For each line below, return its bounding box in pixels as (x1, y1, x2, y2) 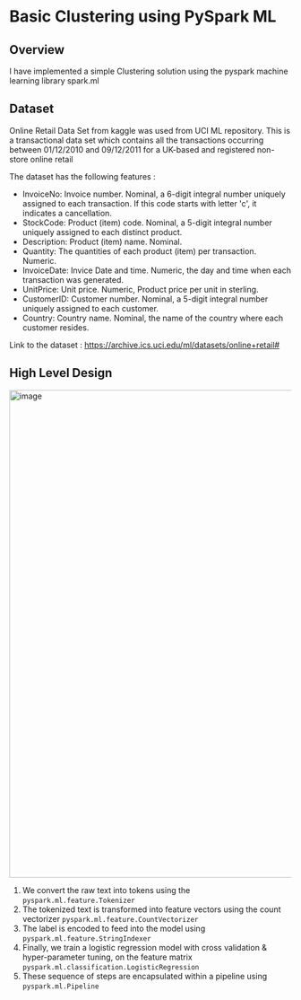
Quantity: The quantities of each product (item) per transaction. (21, 245, 257, 257)
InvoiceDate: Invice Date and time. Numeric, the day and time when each (21, 265, 291, 276)
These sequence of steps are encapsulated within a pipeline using (21, 970, 268, 981)
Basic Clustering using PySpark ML (9, 6, 277, 27)
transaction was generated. (21, 274, 124, 285)
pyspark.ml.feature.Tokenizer (21, 896, 136, 905)
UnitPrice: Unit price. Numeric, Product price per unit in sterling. (21, 284, 259, 294)
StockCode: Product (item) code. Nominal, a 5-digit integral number (21, 217, 273, 228)
